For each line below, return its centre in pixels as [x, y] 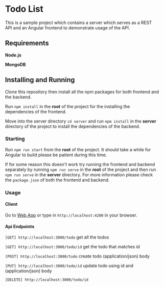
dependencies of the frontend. [36, 112]
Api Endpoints [20, 226]
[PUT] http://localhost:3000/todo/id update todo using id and [69, 266]
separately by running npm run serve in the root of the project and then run [81, 169]
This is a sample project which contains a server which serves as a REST [79, 23]
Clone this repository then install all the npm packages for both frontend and [82, 92]
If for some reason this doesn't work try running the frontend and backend [80, 164]
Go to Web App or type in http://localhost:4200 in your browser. [71, 215]
